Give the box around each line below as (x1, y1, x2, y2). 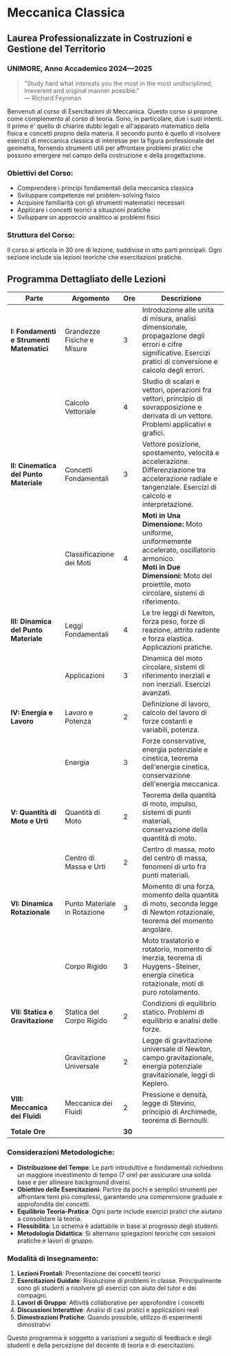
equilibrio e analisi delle (142, 1016, 218, 1026)
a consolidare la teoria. (16, 1214, 82, 1222)
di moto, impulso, (142, 799, 198, 809)
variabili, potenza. (142, 725, 199, 734)
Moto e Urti (10, 816, 49, 826)
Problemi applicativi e (142, 420, 212, 430)
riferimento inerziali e (142, 671, 211, 681)
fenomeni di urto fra (142, 862, 206, 871)
